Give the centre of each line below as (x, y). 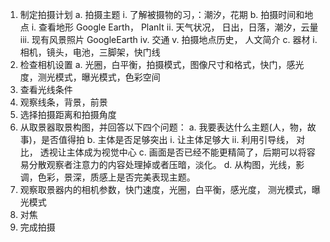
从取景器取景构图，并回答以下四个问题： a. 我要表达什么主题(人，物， (163, 127)
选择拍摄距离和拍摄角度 (68, 114)
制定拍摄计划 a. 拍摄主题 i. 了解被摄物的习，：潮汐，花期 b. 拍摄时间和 (162, 14)
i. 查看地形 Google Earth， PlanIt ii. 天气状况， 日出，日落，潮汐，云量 (175, 27)
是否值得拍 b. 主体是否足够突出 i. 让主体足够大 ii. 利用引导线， (167, 139)
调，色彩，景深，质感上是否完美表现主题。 (107, 177)
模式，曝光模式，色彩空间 (107, 77)
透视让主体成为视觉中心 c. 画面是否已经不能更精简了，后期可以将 (173, 152)
